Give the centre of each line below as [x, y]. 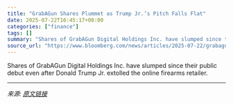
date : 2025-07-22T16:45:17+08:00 [55, 20]
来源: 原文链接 [27, 94]
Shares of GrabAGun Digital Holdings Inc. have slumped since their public [112, 66]
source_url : [24, 46]
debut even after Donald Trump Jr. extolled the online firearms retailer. [107, 73]
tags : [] [20, 33]
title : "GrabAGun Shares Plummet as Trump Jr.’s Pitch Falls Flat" [107, 14]
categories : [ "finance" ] [43, 26]
